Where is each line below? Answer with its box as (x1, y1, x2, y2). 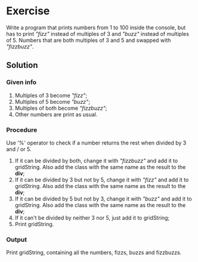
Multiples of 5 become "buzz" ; (14, 98, 91, 105)
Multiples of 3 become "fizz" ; (14, 91, 88, 99)
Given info (6, 78, 37, 87)
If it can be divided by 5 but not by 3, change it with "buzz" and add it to (14, 195, 192, 202)
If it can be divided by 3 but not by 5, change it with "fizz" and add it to (14, 176, 189, 183)
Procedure (6, 125, 38, 134)
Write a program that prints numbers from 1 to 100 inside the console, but (6, 24, 186, 31)
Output (6, 235, 27, 243)
